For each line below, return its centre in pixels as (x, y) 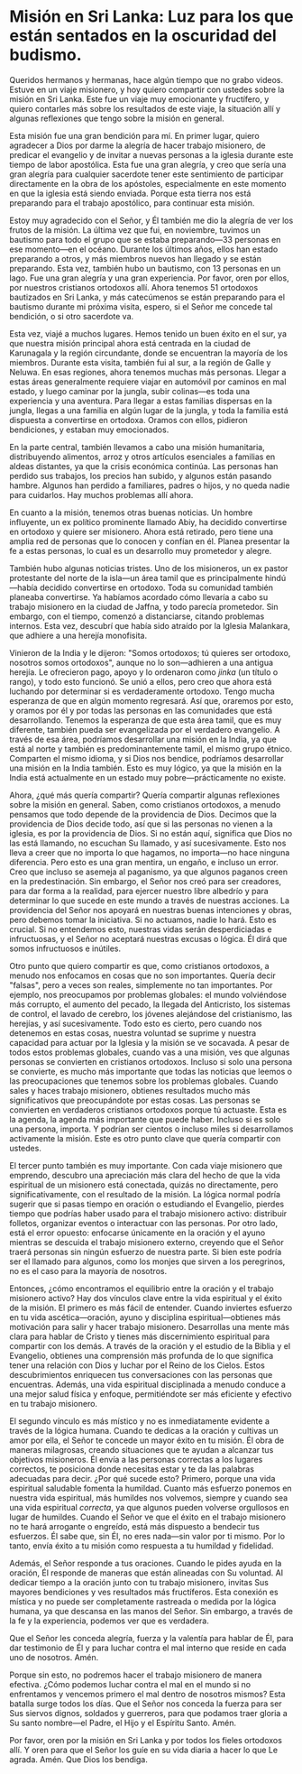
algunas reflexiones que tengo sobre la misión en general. (117, 118)
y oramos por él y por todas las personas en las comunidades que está (141, 710)
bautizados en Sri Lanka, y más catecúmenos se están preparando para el (147, 297)
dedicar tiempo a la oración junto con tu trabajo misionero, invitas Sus (139, 1582)
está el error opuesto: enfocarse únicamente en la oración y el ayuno (137, 1233)
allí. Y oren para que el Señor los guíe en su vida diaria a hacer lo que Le (143, 1750)
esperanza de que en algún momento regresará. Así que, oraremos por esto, (151, 700)
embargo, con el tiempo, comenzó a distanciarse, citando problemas (137, 616)
